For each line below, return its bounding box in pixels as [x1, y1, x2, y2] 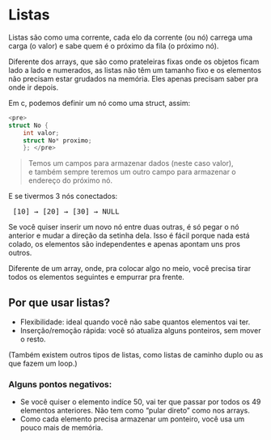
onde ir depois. [8, 82, 59, 92]
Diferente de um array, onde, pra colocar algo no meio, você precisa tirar [8, 264, 252, 273]
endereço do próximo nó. [28, 176, 113, 185]
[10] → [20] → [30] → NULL [12, 207, 120, 216]
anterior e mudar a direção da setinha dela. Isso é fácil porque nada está [8, 231, 250, 240]
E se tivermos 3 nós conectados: [8, 192, 118, 201]
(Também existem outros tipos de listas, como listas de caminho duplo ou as [8, 350, 264, 360]
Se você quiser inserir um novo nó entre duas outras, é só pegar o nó [8, 222, 239, 232]
